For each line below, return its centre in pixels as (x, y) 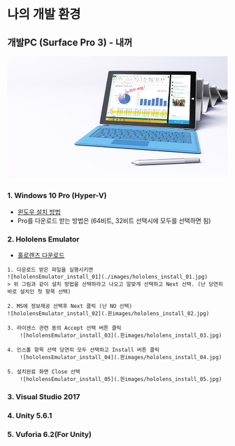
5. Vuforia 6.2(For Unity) (50, 434)
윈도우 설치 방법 (39, 211)
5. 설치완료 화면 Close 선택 (44, 372)
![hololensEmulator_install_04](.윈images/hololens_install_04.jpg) (121, 358)
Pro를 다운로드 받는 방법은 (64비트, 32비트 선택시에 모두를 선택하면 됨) (114, 221)
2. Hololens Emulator (43, 239)
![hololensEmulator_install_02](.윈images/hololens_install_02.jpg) (108, 314)
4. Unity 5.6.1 (30, 415)
